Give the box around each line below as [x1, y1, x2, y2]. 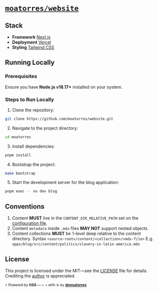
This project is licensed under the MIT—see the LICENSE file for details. [5, 268, 148, 274]
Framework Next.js [12, 34, 51, 40]
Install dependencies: [12, 143, 55, 149]
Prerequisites [5, 73, 37, 80]
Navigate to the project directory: [12, 125, 78, 131]
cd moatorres [5, 135, 31, 139]
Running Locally [5, 59, 55, 67]
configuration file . [12, 220, 47, 226]
